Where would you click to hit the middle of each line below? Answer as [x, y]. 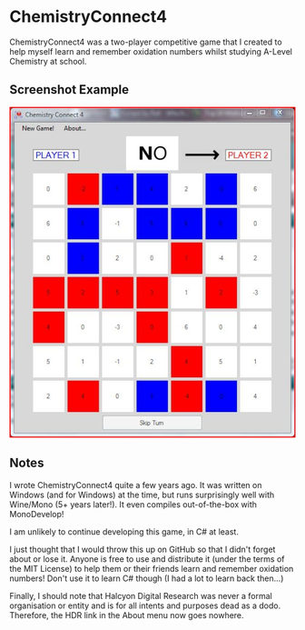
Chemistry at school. [48, 61]
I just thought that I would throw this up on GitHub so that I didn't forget [143, 549]
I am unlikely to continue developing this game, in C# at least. [124, 531]
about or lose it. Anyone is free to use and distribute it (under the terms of [147, 559]
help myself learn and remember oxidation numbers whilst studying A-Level [151, 51]
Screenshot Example [69, 90]
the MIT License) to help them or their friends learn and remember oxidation [152, 568]
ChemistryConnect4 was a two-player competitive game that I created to [146, 42]
